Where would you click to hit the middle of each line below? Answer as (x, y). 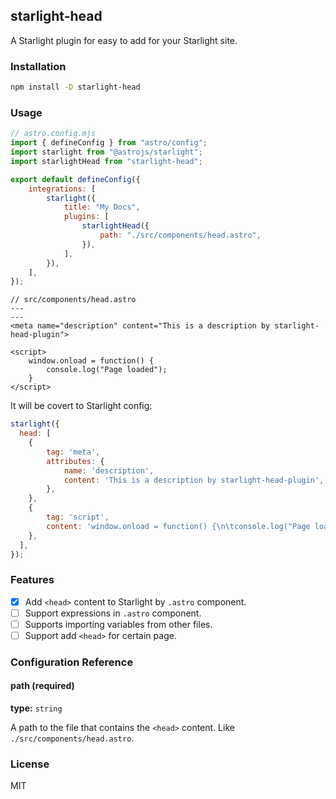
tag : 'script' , (78, 517)
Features (32, 580)
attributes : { (75, 461)
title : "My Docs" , (102, 207)
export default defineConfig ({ (75, 179)
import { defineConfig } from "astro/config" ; (109, 143)
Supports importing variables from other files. (118, 624)
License (30, 764)
